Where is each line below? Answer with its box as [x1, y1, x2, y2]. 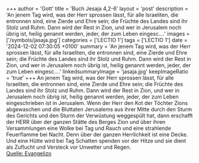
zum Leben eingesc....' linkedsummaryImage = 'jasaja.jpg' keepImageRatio [6, 68, 188, 75]
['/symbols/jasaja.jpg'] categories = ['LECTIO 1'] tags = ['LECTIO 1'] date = [6, 37, 188, 43]
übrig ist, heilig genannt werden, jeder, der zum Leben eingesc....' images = [6, 30, 190, 37]
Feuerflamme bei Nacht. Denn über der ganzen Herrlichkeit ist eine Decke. [6, 131, 188, 138]
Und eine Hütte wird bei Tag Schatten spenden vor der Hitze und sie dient [6, 138, 187, 144]
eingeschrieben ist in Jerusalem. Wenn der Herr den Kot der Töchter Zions [6, 100, 188, 106]
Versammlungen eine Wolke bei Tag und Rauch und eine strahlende [6, 124, 172, 132]
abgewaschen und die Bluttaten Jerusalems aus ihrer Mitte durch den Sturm [6, 106, 192, 113]
